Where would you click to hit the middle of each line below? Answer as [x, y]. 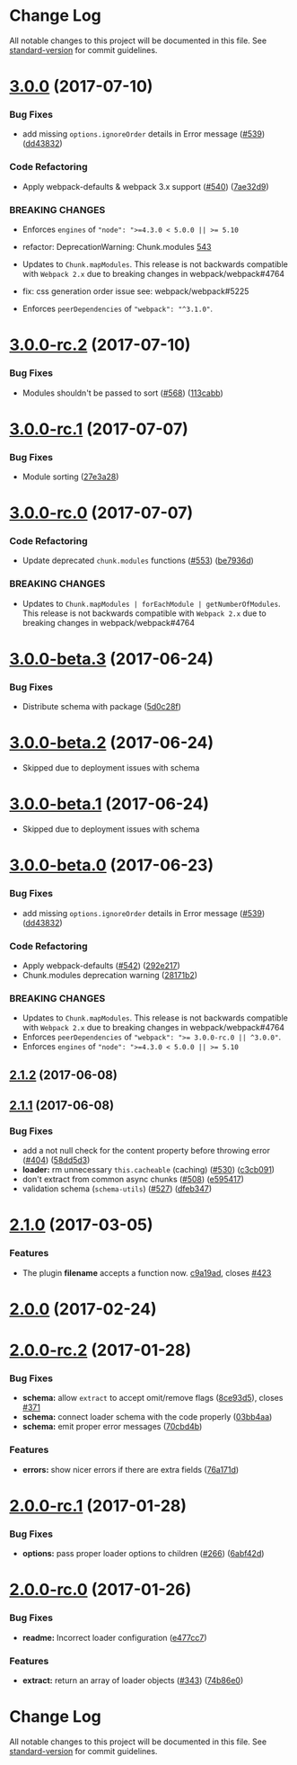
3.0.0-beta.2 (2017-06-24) [111, 743]
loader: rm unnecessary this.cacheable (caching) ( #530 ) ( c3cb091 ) [148, 1170]
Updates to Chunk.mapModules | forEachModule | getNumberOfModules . [151, 603]
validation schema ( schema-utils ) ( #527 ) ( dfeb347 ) [117, 1189]
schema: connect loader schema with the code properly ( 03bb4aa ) [147, 1417]
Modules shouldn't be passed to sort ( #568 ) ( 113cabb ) [123, 393]
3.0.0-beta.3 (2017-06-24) [111, 659]
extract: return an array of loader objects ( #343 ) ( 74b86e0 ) [133, 1680]
